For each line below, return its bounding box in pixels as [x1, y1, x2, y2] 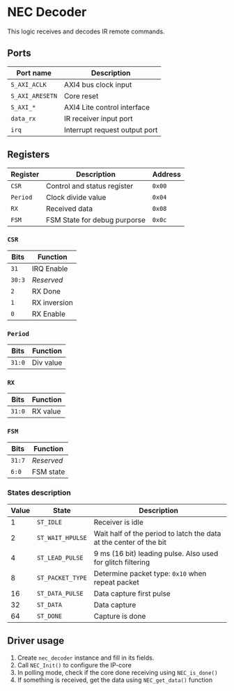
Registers [7, 149, 50, 161]
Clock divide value [46, 192, 107, 202]
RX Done [31, 286, 61, 296]
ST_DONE [37, 612, 63, 620]
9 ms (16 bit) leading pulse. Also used [93, 549, 219, 559]
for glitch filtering [93, 557, 150, 567]
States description [7, 488, 71, 498]
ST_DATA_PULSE [37, 589, 84, 598]
